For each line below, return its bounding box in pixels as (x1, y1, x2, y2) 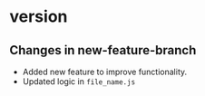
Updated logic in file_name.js (22, 76, 136, 87)
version (9, 6, 68, 27)
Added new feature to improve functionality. (22, 66, 188, 77)
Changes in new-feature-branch (9, 43, 197, 58)
